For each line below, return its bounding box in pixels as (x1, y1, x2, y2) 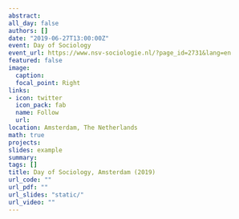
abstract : (8, 11, 42, 20)
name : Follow (15, 109, 59, 117)
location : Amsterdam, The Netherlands (8, 124, 138, 132)
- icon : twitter (8, 94, 63, 102)
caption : (15, 71, 45, 79)
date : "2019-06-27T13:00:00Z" (8, 34, 110, 43)
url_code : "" (8, 176, 52, 185)
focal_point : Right (15, 79, 81, 87)
